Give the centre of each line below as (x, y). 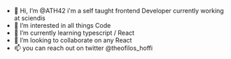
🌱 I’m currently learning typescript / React (74, 33)
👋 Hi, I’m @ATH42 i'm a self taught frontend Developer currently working (119, 11)
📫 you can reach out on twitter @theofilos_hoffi (83, 48)
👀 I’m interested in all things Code (62, 25)
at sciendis (29, 18)
